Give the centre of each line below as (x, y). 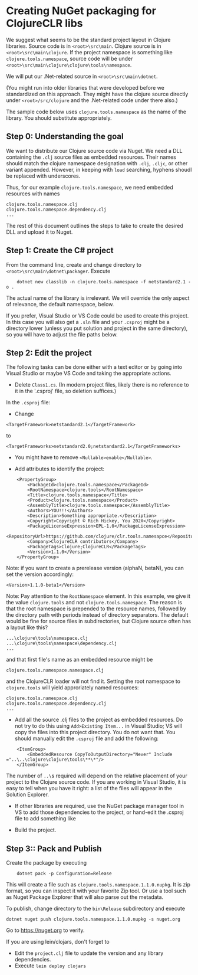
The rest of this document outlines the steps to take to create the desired (95, 225)
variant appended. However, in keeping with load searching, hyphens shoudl (99, 169)
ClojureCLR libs (44, 23)
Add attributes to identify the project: (60, 469)
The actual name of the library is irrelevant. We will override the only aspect (98, 298)
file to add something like (45, 819)
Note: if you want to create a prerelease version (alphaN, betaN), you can (95, 568)
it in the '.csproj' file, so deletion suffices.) (65, 391)
